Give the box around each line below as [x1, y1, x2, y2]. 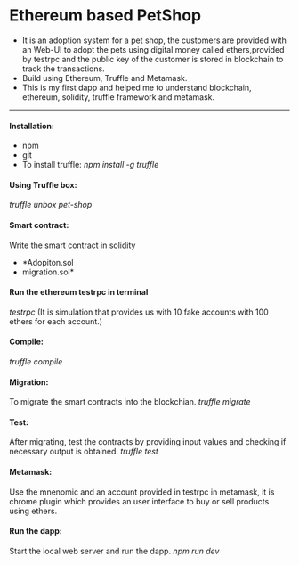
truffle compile [9, 356, 63, 366]
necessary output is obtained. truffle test [9, 446, 158, 457]
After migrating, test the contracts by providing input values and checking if [9, 437, 287, 447]
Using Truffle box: [9, 179, 77, 190]
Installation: [9, 120, 55, 131]
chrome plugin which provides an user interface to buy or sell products [9, 495, 270, 506]
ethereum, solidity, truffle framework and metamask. [21, 91, 215, 102]
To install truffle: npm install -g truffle [21, 160, 159, 170]
